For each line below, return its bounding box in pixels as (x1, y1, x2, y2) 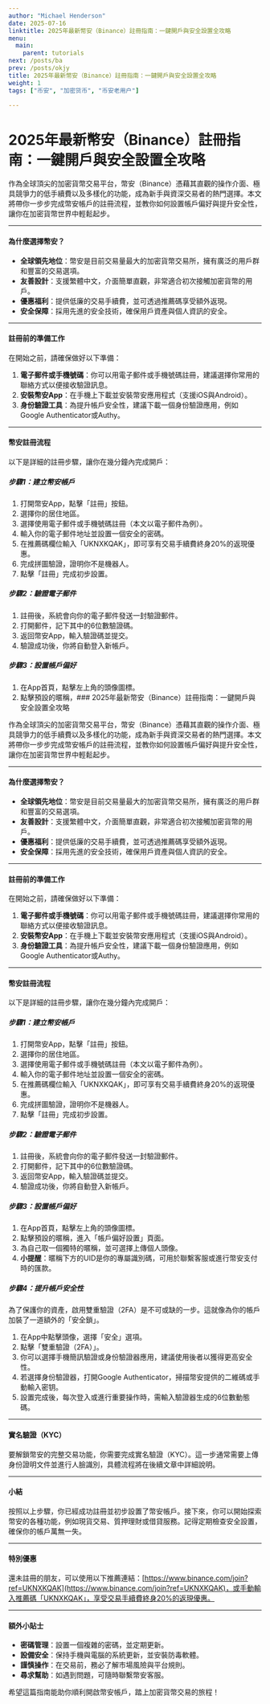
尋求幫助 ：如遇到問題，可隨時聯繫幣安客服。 (19, 1670, 169, 1680)
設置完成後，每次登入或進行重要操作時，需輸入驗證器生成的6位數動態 (19, 1392, 251, 1403)
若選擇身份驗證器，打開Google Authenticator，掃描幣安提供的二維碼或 (19, 1372, 253, 1382)
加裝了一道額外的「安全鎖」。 (8, 1315, 104, 1325)
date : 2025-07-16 (8, 19, 67, 27)
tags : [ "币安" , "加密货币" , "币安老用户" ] (8, 86, 139, 95)
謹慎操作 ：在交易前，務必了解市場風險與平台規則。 (19, 1661, 190, 1670)
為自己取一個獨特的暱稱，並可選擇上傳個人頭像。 (19, 1243, 182, 1253)
